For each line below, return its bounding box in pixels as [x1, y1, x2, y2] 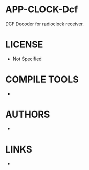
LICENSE [5, 39, 43, 50]
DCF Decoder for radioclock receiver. [5, 21, 84, 27]
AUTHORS [5, 109, 50, 120]
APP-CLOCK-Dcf [5, 4, 78, 15]
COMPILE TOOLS [5, 73, 79, 85]
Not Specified [12, 55, 42, 62]
